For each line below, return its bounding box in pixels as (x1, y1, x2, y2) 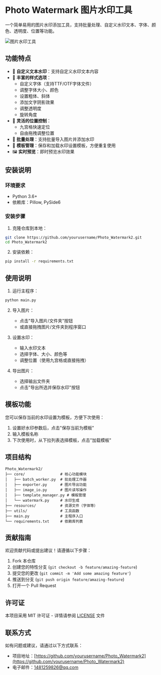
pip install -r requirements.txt (5, 259, 74, 264)
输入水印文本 (19, 345, 46, 351)
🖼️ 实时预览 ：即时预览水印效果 (12, 149, 75, 155)
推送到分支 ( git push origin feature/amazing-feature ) (12, 576, 125, 583)
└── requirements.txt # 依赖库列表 (5, 519, 83, 524)
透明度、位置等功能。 (13, 28, 57, 34)
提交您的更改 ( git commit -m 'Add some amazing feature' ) (12, 570, 131, 576)
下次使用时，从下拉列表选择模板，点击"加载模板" (12, 437, 112, 443)
